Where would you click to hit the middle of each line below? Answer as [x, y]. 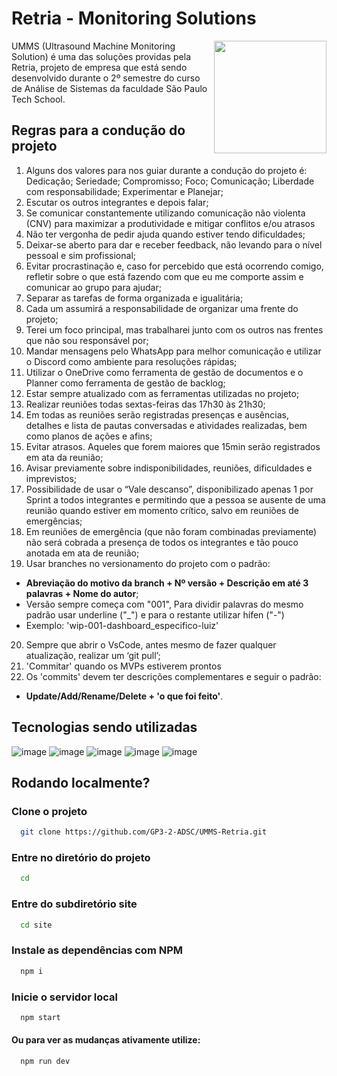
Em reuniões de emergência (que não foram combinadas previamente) [171, 531]
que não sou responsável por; [87, 340]
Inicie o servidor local [64, 997]
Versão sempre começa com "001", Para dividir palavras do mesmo [164, 604]
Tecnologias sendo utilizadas [104, 727]
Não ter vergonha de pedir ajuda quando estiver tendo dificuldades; [165, 234]
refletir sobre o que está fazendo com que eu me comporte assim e [164, 276]
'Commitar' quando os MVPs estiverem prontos [123, 666]
